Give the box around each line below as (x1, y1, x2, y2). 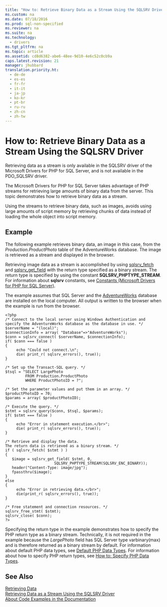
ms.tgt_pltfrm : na (5, 44, 43, 49)
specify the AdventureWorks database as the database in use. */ (5, 321, 143, 326)
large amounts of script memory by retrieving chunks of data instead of (5, 208, 152, 214)
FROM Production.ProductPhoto (25, 373, 88, 379)
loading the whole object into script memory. (5, 213, 97, 219)
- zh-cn (9, 109, 26, 115)
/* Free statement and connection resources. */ (5, 504, 108, 509)
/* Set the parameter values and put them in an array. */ (5, 387, 130, 392)
